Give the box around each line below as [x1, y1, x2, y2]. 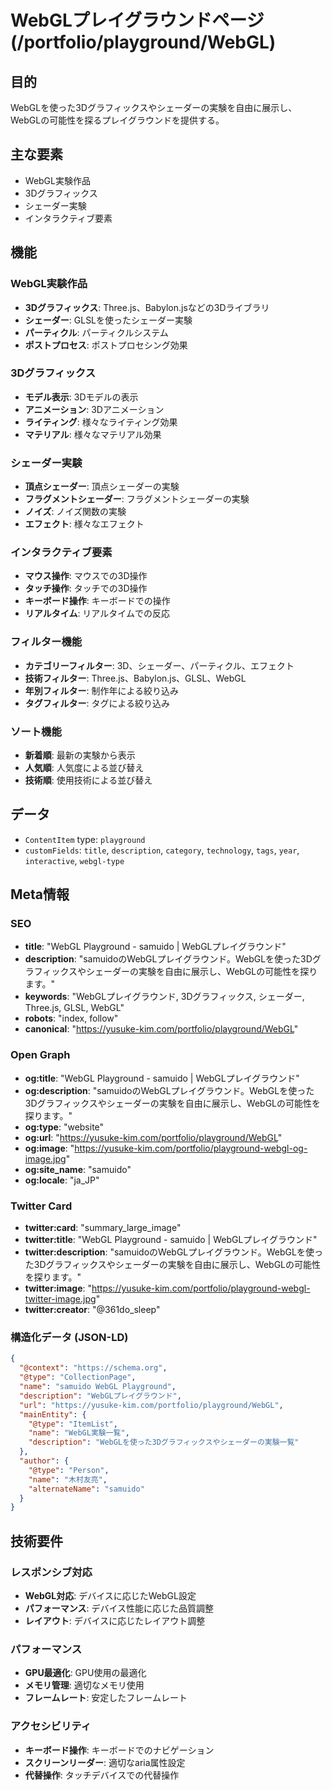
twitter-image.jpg [24, 1293, 97, 1305]
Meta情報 [10, 886, 70, 903]
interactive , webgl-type [24, 854, 125, 866]
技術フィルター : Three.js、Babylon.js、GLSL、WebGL [24, 672, 247, 684]
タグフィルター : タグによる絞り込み [24, 697, 171, 709]
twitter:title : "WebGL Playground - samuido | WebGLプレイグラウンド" [24, 1234, 318, 1246]
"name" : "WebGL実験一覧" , [28, 1428, 130, 1438]
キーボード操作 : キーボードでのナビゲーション [24, 1744, 215, 1756]
